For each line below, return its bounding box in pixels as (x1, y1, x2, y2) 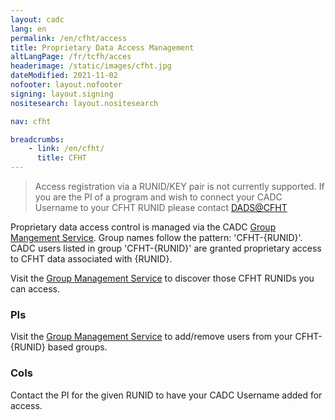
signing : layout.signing (10, 89, 114, 99)
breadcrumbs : (10, 134, 65, 145)
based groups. (47, 341, 108, 353)
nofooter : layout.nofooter (10, 80, 123, 90)
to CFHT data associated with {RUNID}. (10, 253, 173, 265)
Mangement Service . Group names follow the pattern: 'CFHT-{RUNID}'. (10, 232, 303, 243)
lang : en (10, 24, 47, 34)
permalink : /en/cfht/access (10, 33, 128, 43)
